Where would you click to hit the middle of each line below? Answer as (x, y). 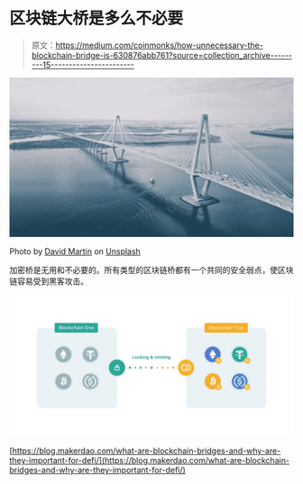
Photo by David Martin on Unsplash (75, 251)
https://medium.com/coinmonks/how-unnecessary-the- (159, 45)
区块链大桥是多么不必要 (96, 18)
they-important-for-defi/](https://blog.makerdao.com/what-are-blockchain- (150, 461)
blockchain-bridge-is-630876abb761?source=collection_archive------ (162, 55)
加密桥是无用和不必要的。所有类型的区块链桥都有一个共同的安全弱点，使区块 (151, 270)
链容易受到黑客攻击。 (49, 281)
